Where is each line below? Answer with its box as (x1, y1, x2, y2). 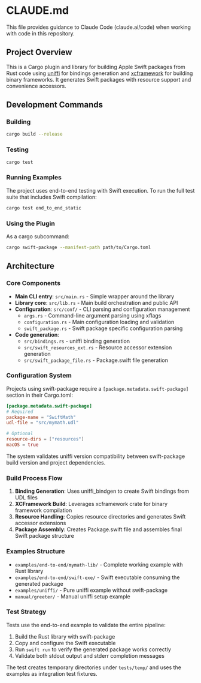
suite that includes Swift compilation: (6, 193, 97, 200)
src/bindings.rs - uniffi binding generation (23, 337, 130, 345)
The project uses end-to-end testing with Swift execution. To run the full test (6, 187, 195, 194)
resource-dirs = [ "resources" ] (6, 436, 84, 442)
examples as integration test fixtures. (6, 670, 98, 677)
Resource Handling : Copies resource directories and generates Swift (14, 513, 186, 520)
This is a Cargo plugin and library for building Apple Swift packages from (6, 63, 185, 70)
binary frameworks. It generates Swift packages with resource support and (6, 76, 191, 83)
